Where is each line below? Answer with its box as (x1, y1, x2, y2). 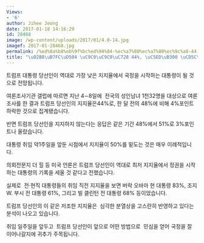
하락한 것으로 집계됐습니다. (6, 107, 70, 114)
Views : (6, 9, 23, 15)
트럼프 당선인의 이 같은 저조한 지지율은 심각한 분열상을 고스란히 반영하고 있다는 (6, 202, 194, 210)
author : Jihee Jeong (6, 20, 59, 26)
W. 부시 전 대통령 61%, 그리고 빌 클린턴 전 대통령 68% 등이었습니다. (6, 189, 168, 196)
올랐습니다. (17, 128, 44, 135)
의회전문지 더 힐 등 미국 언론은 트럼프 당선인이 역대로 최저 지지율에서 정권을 (6, 161, 185, 168)
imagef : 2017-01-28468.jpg (6, 43, 75, 49)
